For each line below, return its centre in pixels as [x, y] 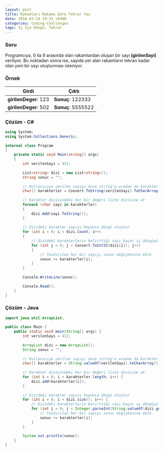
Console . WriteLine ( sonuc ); [50, 277]
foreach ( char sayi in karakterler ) [60, 205]
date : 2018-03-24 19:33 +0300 [36, 19]
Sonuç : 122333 [72, 99]
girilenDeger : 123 [29, 99]
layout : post [18, 10]
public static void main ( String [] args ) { [58, 332]
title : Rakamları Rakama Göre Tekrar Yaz [48, 14]
